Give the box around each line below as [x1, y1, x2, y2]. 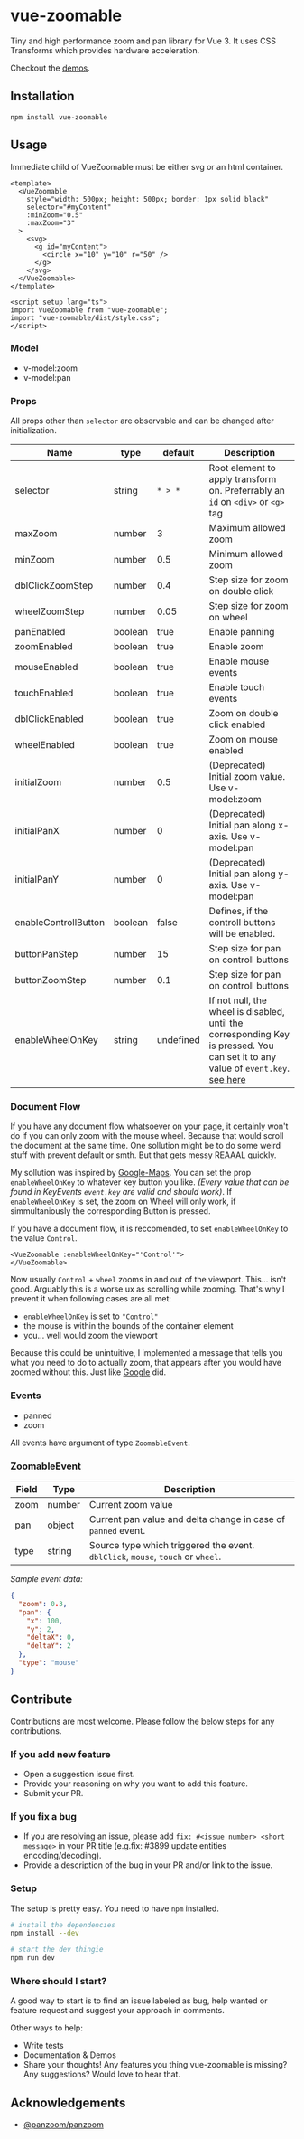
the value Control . [10, 1233, 78, 1244]
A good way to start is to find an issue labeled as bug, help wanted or [10, 1995, 268, 2006]
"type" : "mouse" [18, 1659, 79, 1668]
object [47, 1519, 75, 1531]
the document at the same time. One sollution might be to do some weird [10, 1140, 281, 1151]
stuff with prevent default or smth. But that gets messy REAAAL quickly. [10, 1150, 277, 1160]
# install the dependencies [10, 1920, 116, 1929]
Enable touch [208, 681, 265, 694]
